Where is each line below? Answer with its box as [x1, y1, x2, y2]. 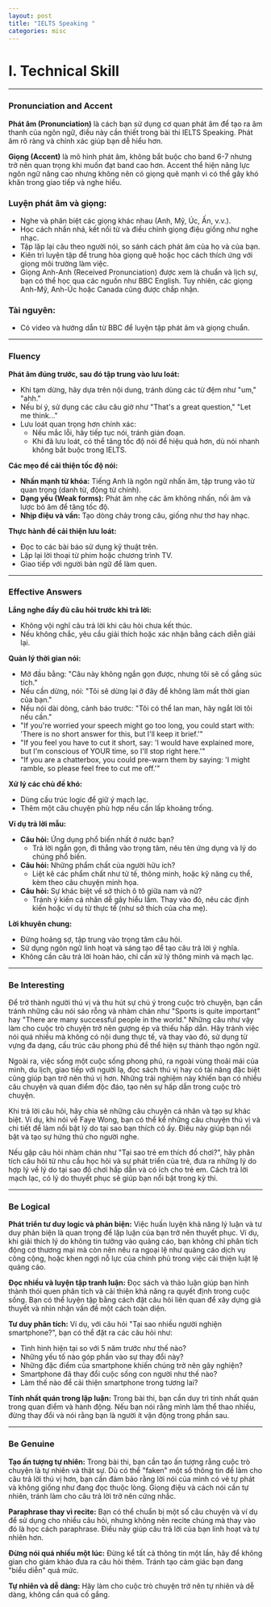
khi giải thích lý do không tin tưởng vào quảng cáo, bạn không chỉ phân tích [8, 1236, 258, 1246]
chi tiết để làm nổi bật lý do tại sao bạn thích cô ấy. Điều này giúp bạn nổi [8, 1123, 252, 1133]
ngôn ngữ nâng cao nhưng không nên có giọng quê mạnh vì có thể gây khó [8, 169, 259, 178]
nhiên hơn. [8, 1532, 44, 1542]
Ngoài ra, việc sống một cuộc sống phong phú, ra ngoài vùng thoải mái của [8, 1056, 260, 1066]
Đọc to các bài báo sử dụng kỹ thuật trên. [19, 542, 159, 552]
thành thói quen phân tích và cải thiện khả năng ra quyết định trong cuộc [8, 1286, 250, 1296]
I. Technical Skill [8, 61, 119, 80]
